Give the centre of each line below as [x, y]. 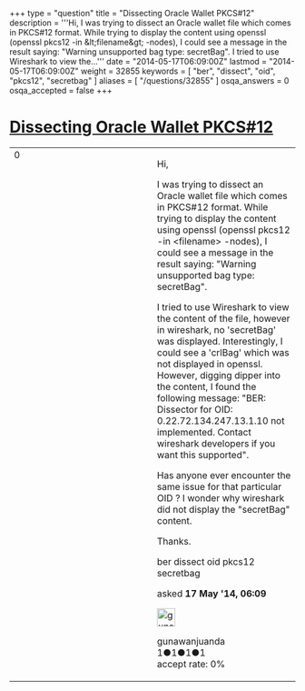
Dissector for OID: [195, 409]
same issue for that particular [220, 486]
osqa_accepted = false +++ [61, 90]
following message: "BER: [212, 397]
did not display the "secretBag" [224, 509]
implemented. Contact [204, 432]
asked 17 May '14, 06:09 [212, 593]
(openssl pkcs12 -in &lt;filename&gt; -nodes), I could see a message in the [148, 42]
